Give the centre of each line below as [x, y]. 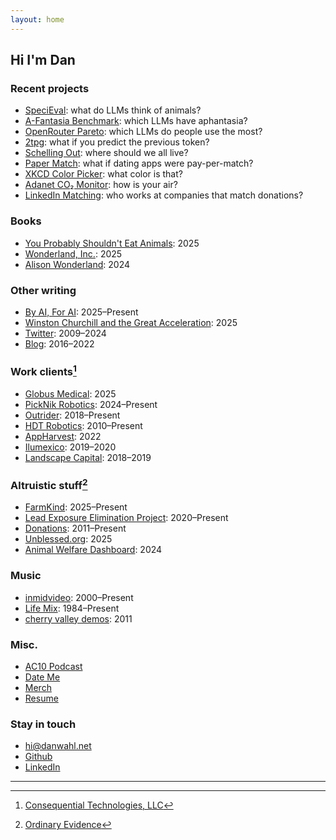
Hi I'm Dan [43, 60]
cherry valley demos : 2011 [78, 618]
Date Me [42, 677]
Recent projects [50, 88]
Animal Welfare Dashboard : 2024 [93, 550]
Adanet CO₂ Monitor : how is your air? [101, 185]
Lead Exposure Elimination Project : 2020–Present [126, 518]
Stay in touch [43, 724]
